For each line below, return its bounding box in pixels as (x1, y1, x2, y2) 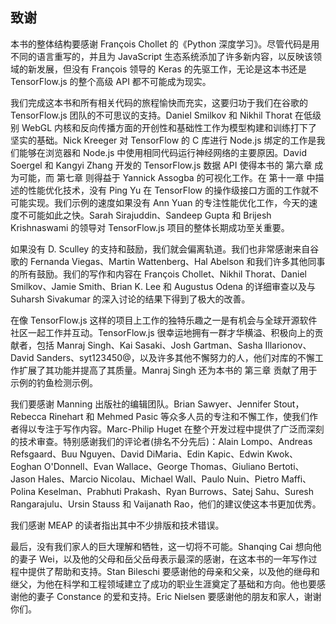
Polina (10, 485, 37, 497)
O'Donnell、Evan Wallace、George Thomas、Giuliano (43, 460, 267, 472)
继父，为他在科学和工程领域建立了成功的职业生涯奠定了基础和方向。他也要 (10, 578, 317, 590)
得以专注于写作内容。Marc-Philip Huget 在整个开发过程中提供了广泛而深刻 (18, 423, 325, 435)
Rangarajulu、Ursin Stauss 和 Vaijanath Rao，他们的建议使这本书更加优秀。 (10, 498, 322, 510)
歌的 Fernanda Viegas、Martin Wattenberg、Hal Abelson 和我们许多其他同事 (10, 255, 326, 267)
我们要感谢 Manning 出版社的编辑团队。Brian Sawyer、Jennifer (10, 398, 272, 410)
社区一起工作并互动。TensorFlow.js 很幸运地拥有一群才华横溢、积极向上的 (10, 326, 315, 338)
